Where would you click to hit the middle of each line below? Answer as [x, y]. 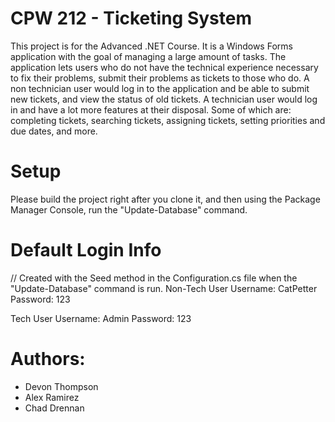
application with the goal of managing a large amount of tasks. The [148, 56]
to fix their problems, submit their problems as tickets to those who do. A [160, 78]
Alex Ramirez [52, 397]
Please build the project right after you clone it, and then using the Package [165, 199]
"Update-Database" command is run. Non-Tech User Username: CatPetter [164, 288]
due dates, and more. [54, 131]
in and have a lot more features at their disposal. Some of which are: [151, 109]
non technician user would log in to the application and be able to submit [160, 88]
